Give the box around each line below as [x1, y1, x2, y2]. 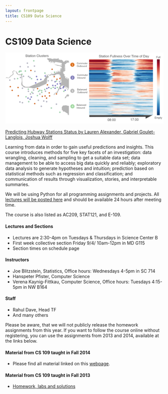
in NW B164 [23, 284, 48, 290]
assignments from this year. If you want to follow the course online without [5, 327, 160, 333]
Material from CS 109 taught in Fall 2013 [5, 372, 91, 378]
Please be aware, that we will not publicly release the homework [5, 321, 138, 327]
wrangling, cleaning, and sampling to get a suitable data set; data [5, 155, 140, 161]
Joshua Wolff [25, 134, 53, 141]
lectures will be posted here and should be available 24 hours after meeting [5, 196, 162, 203]
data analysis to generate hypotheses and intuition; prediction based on [5, 165, 154, 171]
